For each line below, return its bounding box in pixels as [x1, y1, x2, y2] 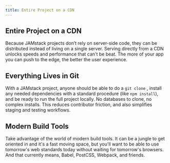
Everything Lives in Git [5, 71, 80, 80]
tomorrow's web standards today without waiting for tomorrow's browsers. [5, 147, 164, 153]
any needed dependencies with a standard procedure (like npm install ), [5, 90, 159, 97]
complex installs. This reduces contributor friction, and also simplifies [5, 101, 153, 108]
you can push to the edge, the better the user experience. [5, 57, 127, 63]
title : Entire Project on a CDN [5, 7, 74, 13]
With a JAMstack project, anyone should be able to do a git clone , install [5, 85, 162, 92]
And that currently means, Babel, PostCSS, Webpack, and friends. [5, 152, 145, 158]
